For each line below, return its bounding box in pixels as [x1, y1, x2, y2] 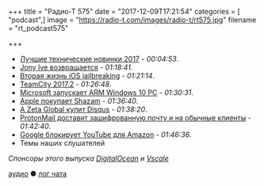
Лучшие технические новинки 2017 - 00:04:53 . [19, 55, 179, 63]
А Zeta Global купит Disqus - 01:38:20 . [19, 104, 148, 114]
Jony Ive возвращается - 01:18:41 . [19, 63, 133, 72]
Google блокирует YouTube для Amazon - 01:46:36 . [19, 130, 192, 139]
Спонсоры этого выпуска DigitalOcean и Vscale [8, 154, 169, 163]
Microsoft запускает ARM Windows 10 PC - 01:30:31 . [19, 88, 194, 97]
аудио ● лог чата [8, 169, 67, 178]
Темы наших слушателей [19, 139, 105, 147]
